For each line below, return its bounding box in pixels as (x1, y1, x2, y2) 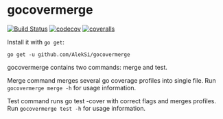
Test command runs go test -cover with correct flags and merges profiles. (7, 96, 216, 105)
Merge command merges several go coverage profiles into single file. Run (7, 76, 216, 84)
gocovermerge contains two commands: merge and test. (7, 63, 168, 71)
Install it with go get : (7, 38, 65, 46)
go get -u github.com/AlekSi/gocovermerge (7, 51, 130, 58)
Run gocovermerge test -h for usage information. (7, 104, 146, 112)
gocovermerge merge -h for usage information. (7, 83, 136, 92)
